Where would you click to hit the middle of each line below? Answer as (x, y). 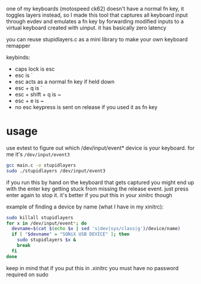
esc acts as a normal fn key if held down (65, 81)
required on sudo (28, 274)
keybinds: (18, 57)
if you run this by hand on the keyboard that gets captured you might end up (100, 182)
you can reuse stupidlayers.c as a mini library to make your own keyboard (97, 39)
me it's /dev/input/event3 (38, 154)
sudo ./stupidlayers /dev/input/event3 (56, 171)
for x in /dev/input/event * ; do (46, 223)
